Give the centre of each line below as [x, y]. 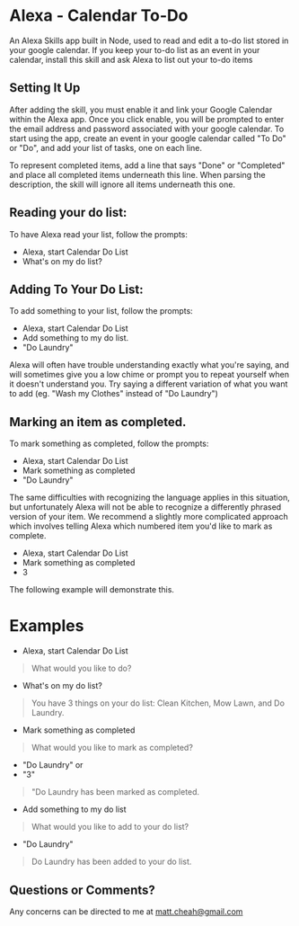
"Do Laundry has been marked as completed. [115, 792]
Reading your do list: [68, 213]
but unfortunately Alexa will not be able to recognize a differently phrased [145, 507]
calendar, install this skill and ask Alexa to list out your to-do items [131, 59]
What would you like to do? [81, 668]
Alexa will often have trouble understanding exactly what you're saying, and [149, 365]
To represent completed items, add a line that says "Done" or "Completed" [147, 165]
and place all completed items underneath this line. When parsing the [138, 174]
